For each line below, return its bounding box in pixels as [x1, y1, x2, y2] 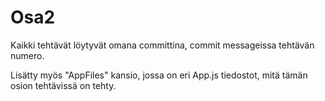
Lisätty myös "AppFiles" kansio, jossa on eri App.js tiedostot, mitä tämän [10, 69, 308, 81]
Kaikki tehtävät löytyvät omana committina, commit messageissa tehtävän [10, 39, 315, 51]
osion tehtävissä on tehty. [10, 79, 117, 91]
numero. [10, 49, 45, 61]
